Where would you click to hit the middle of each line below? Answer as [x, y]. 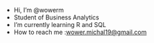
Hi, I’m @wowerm [39, 10]
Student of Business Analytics [56, 17]
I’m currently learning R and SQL [60, 25]
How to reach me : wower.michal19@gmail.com [80, 32]
